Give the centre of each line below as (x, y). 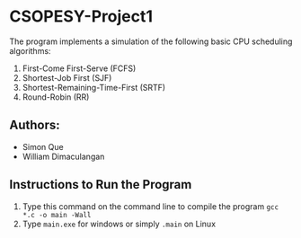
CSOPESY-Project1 (81, 17)
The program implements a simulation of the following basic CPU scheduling (151, 41)
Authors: (35, 125)
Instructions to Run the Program (101, 185)
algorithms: (30, 50)
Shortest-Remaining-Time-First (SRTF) (94, 87)
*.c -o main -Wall (57, 215)
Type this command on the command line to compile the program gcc (150, 206)
